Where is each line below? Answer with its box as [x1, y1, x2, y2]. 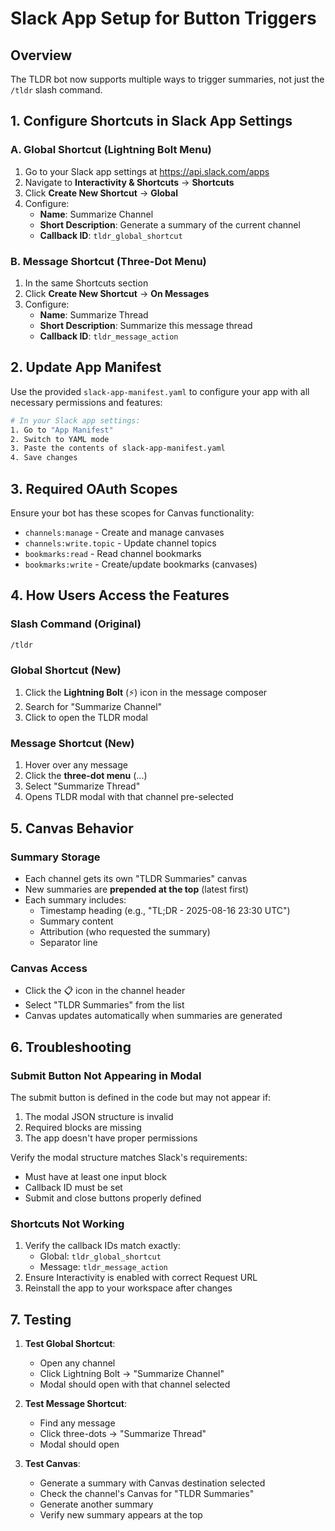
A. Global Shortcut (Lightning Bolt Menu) [10, 143, 212, 157]
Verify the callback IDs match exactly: [24, 1240, 181, 1252]
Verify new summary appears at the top [39, 1509, 203, 1521]
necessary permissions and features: [10, 396, 163, 408]
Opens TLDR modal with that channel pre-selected [24, 791, 234, 803]
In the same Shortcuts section [24, 277, 149, 289]
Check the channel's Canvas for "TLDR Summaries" [39, 1488, 255, 1500]
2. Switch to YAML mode [10, 434, 110, 444]
